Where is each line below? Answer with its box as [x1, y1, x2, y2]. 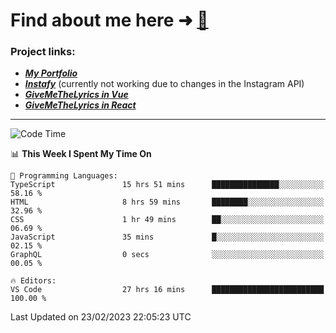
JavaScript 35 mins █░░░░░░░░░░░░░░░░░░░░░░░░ [10, 232, 325, 243]
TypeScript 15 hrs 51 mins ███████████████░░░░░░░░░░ [10, 180, 325, 190]
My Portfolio [24, 67, 78, 79]
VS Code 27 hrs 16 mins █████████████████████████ [10, 285, 325, 295]
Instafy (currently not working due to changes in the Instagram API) [24, 78, 305, 90]
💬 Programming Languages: [10, 171, 118, 181]
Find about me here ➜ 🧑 [10, 9, 209, 32]
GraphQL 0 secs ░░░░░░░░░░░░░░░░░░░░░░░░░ [10, 250, 325, 260]
